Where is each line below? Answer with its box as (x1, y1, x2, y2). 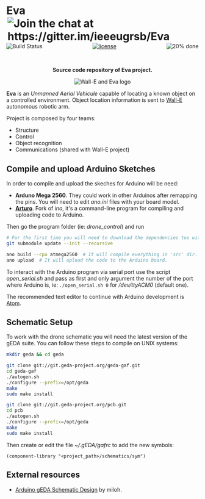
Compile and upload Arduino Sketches (6, 163, 156, 174)
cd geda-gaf (6, 368, 37, 375)
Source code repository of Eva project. (52, 66, 153, 74)
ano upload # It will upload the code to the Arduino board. (6, 257, 168, 263)
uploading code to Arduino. (15, 211, 84, 218)
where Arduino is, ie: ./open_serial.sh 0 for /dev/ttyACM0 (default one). (6, 281, 189, 289)
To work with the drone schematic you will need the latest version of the (6, 333, 188, 340)
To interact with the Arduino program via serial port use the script (6, 268, 171, 275)
